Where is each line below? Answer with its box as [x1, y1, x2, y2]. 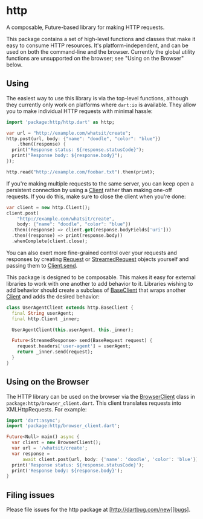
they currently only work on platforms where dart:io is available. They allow [6, 101, 196, 108]
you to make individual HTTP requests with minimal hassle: [6, 107, 153, 115]
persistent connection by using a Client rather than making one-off [6, 186, 172, 193]
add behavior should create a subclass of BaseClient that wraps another [6, 286, 186, 294]
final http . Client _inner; [11, 315, 80, 322]
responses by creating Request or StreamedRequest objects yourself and [6, 255, 189, 263]
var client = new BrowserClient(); [11, 439, 101, 446]
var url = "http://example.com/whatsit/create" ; [6, 130, 131, 136]
